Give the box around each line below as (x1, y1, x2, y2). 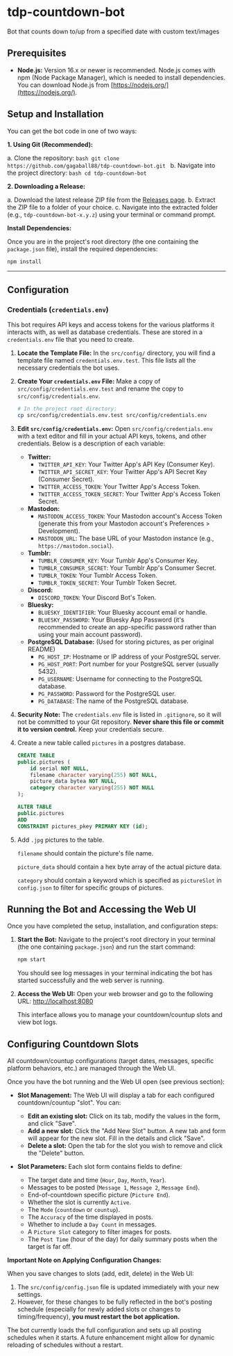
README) (27, 645, 55, 653)
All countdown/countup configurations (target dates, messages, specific (7, 1057, 214, 1065)
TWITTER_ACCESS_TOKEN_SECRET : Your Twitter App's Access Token (37, 489, 221, 498)
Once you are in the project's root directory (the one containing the (7, 237, 199, 246)
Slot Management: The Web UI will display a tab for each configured (17, 1091, 215, 1099)
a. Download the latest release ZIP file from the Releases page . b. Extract (7, 196, 216, 204)
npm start (17, 956, 46, 963)
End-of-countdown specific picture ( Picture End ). (27, 1191, 171, 1199)
